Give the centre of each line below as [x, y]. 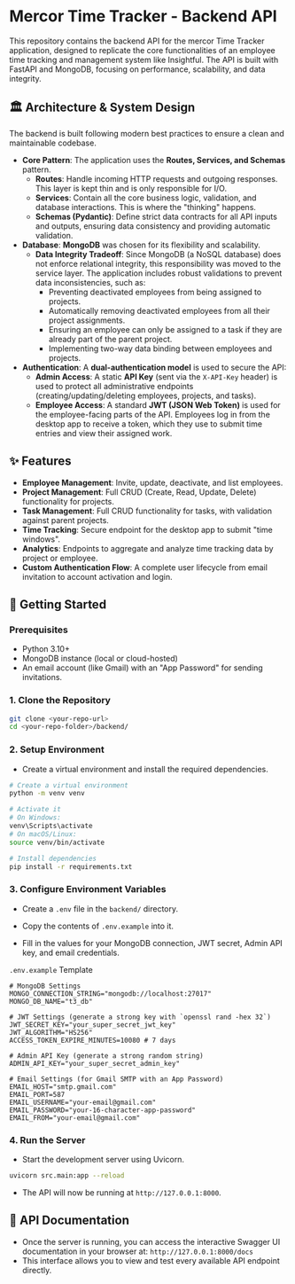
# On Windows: [35, 818]
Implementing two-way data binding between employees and [160, 348]
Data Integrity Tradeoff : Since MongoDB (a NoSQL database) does [158, 254]
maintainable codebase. [53, 143]
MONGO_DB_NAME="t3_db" [51, 1001]
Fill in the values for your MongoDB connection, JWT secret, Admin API [152, 943]
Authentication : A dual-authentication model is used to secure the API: [154, 367]
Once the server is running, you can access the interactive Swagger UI [151, 1241]
